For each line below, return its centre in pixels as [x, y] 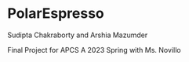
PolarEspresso [56, 14]
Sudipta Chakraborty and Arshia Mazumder [78, 35]
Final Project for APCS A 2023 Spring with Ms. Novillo [94, 50]
